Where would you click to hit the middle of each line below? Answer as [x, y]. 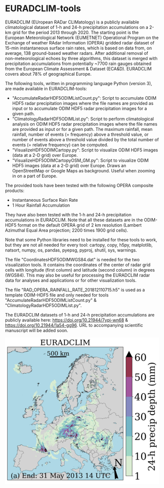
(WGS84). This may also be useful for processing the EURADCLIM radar [78, 275]
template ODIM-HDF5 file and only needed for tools [57, 295]
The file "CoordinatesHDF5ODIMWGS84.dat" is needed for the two [72, 259]
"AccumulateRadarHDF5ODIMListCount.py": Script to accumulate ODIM [84, 98]
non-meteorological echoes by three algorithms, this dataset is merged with [81, 58]
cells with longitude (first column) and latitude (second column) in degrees [80, 270]
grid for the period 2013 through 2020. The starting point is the [75, 32]
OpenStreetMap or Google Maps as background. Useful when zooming [83, 170]
